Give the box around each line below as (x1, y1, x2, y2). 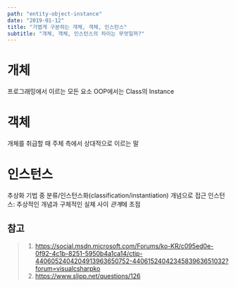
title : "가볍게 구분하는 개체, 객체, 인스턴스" (7, 23, 128, 30)
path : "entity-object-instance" (7, 10, 102, 18)
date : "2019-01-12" (7, 17, 65, 24)
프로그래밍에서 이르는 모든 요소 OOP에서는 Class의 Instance (7, 87, 175, 96)
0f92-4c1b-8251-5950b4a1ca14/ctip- (35, 249, 143, 257)
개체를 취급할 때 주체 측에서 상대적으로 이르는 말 (7, 139, 139, 148)
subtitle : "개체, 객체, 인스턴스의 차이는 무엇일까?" (7, 30, 145, 37)
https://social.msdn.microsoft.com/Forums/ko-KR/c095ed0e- (35, 241, 213, 250)
